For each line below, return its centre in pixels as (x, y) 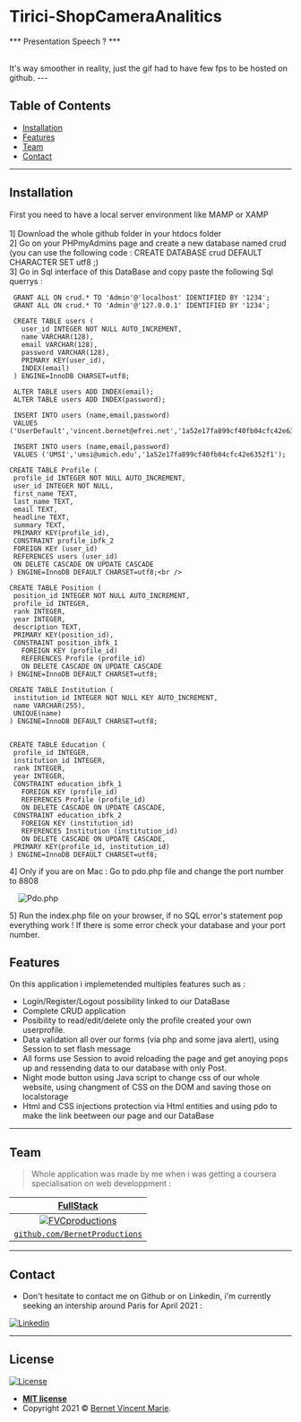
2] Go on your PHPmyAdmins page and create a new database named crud (148, 243)
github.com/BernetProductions (78, 1234)
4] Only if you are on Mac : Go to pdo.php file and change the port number (147, 871)
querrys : (26, 281)
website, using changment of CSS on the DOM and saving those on (146, 1088)
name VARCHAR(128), (57, 337)
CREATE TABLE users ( (53, 321)
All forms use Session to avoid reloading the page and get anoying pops (155, 1059)
